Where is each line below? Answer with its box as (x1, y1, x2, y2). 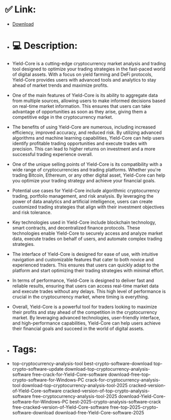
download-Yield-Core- (118, 393, 166, 399)
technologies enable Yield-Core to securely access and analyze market (12, 230, 163, 236)
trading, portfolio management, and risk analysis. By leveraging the (12, 193, 154, 199)
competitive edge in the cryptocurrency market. (12, 114, 114, 120)
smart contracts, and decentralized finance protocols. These (12, 224, 140, 231)
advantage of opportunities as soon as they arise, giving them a (12, 108, 147, 114)
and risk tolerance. (12, 209, 52, 215)
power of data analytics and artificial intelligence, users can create (12, 198, 153, 204)
